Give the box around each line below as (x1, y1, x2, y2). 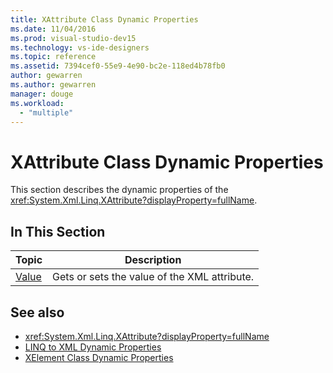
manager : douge (10, 89, 74, 99)
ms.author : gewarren (10, 80, 97, 90)
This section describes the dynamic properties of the (10, 184, 229, 196)
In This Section (10, 223, 106, 240)
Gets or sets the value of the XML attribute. (52, 270, 255, 284)
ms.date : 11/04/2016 (10, 24, 97, 34)
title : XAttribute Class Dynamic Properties (10, 14, 199, 25)
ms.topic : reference (10, 52, 97, 62)
